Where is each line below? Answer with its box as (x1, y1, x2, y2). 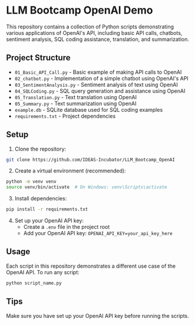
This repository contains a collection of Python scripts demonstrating (6, 23, 174, 30)
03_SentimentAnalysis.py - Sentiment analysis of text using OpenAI (14, 81, 179, 88)
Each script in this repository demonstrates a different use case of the (6, 262, 176, 269)
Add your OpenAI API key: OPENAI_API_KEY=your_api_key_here (23, 230, 173, 237)
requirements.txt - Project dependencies (14, 112, 116, 119)
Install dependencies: (14, 195, 67, 202)
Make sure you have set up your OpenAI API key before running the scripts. (6, 312, 190, 319)
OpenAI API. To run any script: (6, 268, 80, 275)
